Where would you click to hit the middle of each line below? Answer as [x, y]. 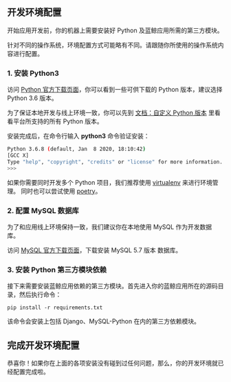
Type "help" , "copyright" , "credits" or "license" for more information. [115, 162]
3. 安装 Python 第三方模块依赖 [57, 270]
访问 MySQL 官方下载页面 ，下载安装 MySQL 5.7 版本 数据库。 [95, 250]
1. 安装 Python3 [33, 73]
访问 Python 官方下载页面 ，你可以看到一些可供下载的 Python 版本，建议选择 [115, 90]
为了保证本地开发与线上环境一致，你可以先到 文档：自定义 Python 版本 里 [111, 113]
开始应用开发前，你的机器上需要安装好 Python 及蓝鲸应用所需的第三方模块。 [115, 30]
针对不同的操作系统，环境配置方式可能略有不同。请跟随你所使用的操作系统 [112, 45]
